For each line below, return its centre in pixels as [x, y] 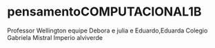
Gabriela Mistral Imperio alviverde [55, 37]
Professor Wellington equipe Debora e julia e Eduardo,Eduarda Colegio [107, 30]
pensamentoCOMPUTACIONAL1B [104, 12]
